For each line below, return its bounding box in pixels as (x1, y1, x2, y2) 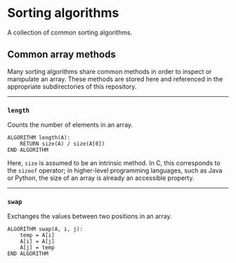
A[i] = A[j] (20, 238, 55, 245)
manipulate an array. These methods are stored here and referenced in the (7, 75, 223, 83)
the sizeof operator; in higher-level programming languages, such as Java (7, 167, 223, 175)
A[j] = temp (20, 244, 55, 251)
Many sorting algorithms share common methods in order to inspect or (7, 67, 212, 75)
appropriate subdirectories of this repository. (7, 82, 137, 91)
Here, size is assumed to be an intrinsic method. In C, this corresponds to (7, 159, 221, 167)
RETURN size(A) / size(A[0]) (20, 141, 105, 148)
